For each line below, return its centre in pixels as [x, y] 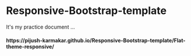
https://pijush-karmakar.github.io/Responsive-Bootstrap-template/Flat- [96, 40]
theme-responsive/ [30, 46]
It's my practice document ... [41, 27]
